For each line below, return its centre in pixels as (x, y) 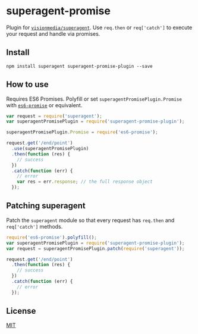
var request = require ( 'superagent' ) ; (54, 116)
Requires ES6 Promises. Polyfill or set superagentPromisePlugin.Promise (94, 99)
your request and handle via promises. (53, 33)
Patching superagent (46, 206)
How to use (27, 85)
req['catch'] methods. (34, 226)
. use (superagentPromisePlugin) (50, 149)
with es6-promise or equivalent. (44, 105)
